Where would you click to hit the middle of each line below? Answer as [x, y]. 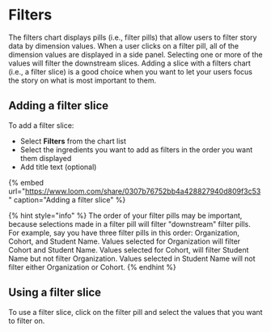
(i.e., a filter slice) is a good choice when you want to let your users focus [131, 71]
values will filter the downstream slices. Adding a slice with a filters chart [129, 63]
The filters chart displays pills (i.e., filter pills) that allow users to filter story [133, 37]
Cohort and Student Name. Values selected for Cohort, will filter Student [129, 249]
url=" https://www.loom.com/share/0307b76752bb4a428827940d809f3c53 [135, 191]
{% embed [26, 182]
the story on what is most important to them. [82, 80]
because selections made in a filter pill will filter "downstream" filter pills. [129, 223]
